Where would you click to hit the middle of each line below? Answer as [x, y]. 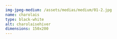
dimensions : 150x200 [27, 29]
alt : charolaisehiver [28, 24]
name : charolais [22, 15]
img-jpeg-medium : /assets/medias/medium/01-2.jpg [59, 10]
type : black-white [25, 19]
